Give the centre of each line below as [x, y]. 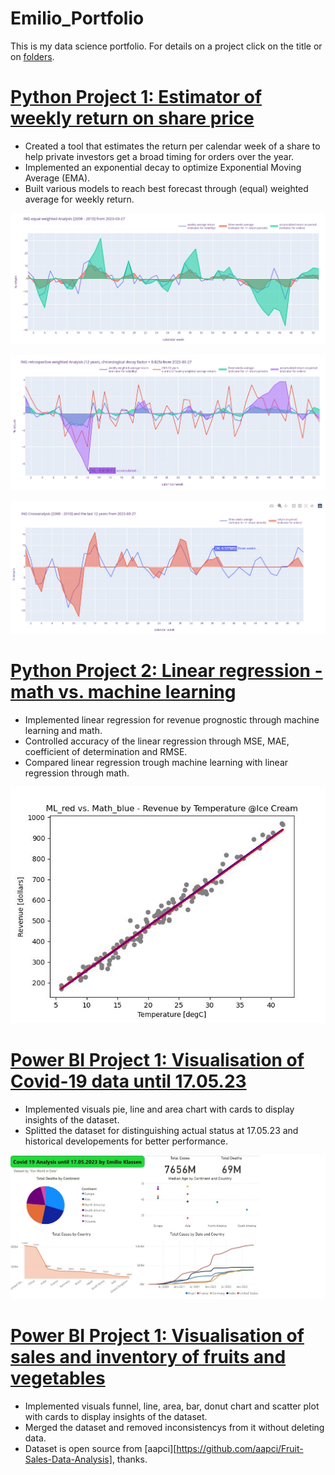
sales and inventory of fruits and [148, 1356]
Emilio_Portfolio [77, 18]
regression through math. [77, 773]
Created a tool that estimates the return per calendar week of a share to [172, 146]
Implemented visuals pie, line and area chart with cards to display [159, 1109]
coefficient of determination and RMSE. [106, 751]
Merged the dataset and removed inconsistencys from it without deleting [174, 1427]
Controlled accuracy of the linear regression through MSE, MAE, [157, 741]
